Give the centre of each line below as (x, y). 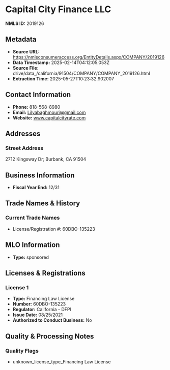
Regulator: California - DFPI (42, 310)
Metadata (21, 39)
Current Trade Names (33, 218)
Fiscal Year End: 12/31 (36, 188)
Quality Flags (22, 351)
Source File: (26, 68)
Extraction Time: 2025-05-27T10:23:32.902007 (63, 79)
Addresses (23, 133)
